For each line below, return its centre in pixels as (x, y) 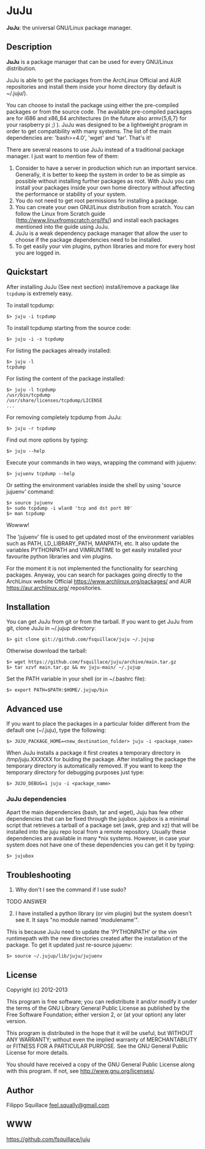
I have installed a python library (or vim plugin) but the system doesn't (103, 913)
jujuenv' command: (31, 491)
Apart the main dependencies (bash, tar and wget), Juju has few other (95, 812)
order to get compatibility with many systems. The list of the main (89, 131)
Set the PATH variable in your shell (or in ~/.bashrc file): (76, 679)
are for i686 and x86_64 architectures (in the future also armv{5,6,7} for (96, 118)
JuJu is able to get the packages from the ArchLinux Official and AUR (94, 80)
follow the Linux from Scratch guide (60, 213)
